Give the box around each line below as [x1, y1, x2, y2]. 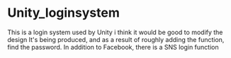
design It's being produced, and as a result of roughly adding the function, [7, 35, 225, 43]
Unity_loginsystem [7, 5, 120, 21]
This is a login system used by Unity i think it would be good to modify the [7, 28, 223, 36]
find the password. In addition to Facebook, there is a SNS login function [7, 43, 219, 51]
